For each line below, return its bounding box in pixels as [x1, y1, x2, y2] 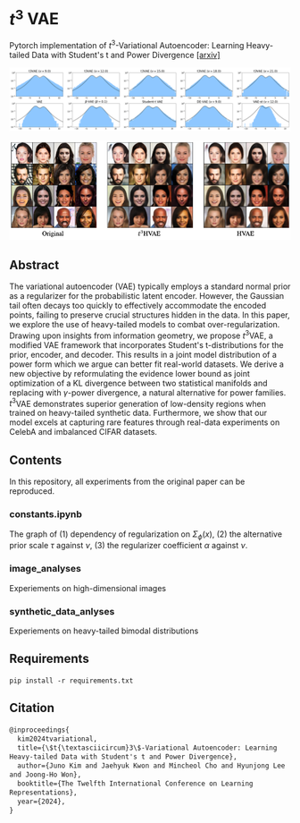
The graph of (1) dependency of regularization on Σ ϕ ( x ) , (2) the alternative [9, 529, 283, 541]
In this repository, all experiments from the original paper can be [9, 476, 246, 488]
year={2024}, [17, 797, 66, 806]
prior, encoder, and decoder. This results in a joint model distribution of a [9, 349, 277, 360]
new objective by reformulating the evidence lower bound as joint [9, 368, 250, 378]
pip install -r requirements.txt [9, 676, 134, 685]
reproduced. [9, 486, 55, 496]
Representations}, [9, 788, 78, 797]
